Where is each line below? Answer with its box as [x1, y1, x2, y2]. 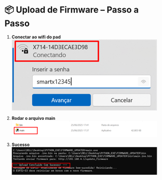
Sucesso [11, 142, 30, 147]
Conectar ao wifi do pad [11, 34, 61, 40]
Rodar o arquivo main [11, 115, 56, 121]
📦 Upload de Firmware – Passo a [4, 4, 139, 16]
